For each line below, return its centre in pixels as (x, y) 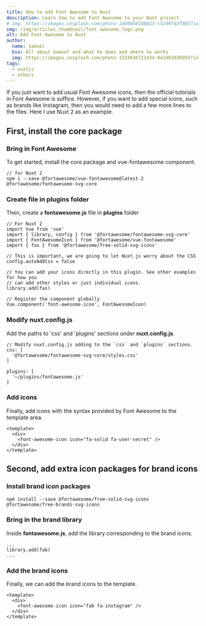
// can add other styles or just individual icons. (74, 283)
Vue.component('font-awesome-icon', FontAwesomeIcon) (77, 304)
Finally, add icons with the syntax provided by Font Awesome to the (91, 411)
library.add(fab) (29, 550)
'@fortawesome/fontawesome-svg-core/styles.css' (75, 355)
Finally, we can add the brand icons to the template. (72, 584)
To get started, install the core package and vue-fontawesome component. (101, 162)
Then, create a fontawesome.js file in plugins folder (73, 213)
